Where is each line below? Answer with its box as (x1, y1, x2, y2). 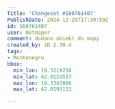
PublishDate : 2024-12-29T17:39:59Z (7, 16, 109, 23)
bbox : (7, 61, 23, 67)
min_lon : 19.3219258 (13, 67, 72, 74)
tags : (7, 48, 23, 55)
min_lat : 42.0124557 (13, 73, 72, 80)
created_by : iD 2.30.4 (7, 42, 72, 48)
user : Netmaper (7, 29, 51, 36)
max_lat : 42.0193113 (13, 86, 72, 93)
